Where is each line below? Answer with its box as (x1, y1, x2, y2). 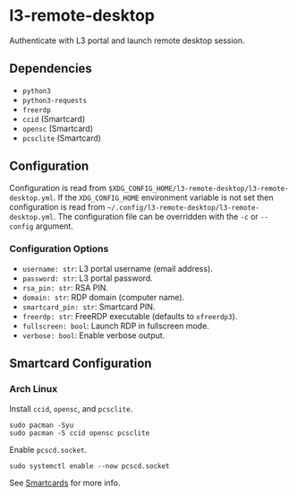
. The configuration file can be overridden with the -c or (53, 211, 259, 222)
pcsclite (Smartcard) (21, 132, 101, 144)
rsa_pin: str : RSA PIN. (21, 282, 109, 292)
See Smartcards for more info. (9, 477, 121, 488)
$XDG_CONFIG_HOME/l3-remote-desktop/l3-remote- (108, 184, 289, 193)
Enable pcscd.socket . (9, 444, 88, 455)
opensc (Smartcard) (21, 123, 94, 134)
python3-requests (21, 96, 88, 105)
